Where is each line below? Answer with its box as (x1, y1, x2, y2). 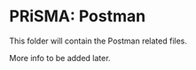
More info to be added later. (9, 52, 111, 63)
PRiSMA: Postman (9, 6, 146, 27)
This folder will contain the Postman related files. (9, 35, 188, 46)
